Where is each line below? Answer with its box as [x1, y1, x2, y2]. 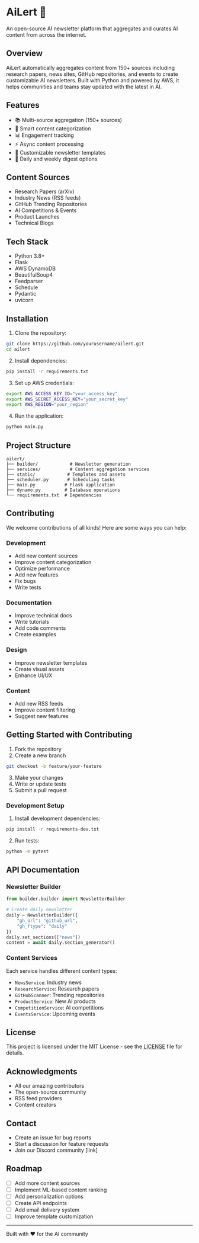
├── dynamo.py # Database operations [6, 487, 120, 493]
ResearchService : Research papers [14, 985, 99, 992]
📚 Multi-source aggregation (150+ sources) [14, 116, 123, 123]
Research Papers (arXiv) [14, 188, 75, 195]
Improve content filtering [14, 706, 75, 713]
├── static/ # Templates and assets [6, 471, 126, 478]
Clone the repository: [14, 329, 67, 337]
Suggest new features [14, 712, 69, 719]
